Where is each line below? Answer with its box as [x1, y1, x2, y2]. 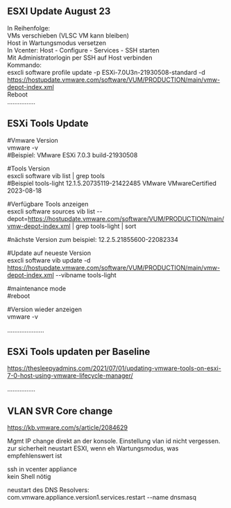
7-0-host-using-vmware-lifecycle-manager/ [7, 371, 133, 380]
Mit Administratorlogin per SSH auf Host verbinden [7, 53, 153, 62]
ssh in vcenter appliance [7, 465, 78, 473]
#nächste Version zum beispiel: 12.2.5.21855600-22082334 [7, 235, 179, 243]
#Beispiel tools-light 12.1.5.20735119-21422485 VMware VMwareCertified [7, 179, 217, 187]
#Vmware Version [7, 136, 59, 144]
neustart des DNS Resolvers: [7, 486, 89, 494]
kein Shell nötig [7, 473, 51, 481]
